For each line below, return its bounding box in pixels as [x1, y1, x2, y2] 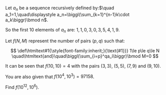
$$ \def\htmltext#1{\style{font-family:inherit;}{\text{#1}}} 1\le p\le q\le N [10, 47, 160, 53]
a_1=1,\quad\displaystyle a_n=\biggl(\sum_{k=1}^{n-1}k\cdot [5, 11, 130, 17]
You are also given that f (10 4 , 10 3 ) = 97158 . [5, 73, 95, 80]
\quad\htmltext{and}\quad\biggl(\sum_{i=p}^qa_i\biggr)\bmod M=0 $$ [11, 53, 159, 59]
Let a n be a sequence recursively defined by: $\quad [5, 5, 114, 12]
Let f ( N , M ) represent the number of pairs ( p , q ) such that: [5, 38, 125, 44]
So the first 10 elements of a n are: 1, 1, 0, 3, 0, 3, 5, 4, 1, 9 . [5, 26, 120, 34]
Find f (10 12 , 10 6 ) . [5, 83, 39, 90]
